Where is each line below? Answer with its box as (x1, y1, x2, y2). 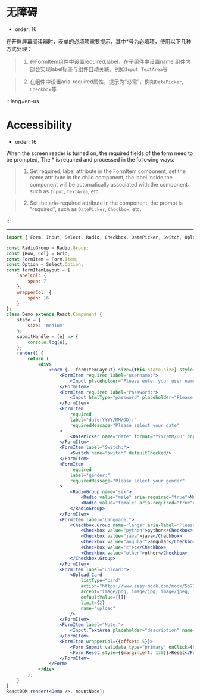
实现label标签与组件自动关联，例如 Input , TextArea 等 (40, 65, 168, 72)
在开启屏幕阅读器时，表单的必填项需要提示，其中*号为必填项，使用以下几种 (6, 38, 192, 45)
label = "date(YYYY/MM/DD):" (70, 417, 137, 423)
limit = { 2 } (80, 600, 105, 606)
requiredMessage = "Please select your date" (70, 422, 180, 428)
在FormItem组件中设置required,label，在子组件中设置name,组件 (29, 58, 186, 65)
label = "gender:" (70, 472, 111, 478)
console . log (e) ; (27, 339, 68, 345)
